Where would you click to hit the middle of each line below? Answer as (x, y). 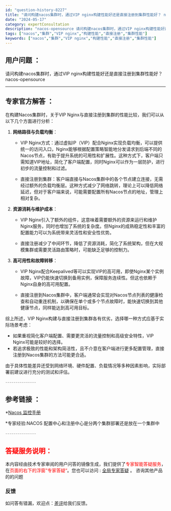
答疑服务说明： (29, 451)
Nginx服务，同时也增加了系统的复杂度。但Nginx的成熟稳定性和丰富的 (93, 226)
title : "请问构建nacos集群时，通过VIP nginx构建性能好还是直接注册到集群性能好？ (83, 15)
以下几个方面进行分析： (30, 121)
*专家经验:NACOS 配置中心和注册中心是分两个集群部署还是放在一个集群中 (82, 423)
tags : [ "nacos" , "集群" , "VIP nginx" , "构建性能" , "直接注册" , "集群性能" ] (76, 34)
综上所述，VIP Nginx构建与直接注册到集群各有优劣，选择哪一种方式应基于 (82, 318)
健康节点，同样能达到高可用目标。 (56, 307)
